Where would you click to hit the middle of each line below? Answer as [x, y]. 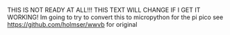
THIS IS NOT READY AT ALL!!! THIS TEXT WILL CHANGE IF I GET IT [104, 10]
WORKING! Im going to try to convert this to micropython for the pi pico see [115, 17]
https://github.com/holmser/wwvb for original [72, 24]
